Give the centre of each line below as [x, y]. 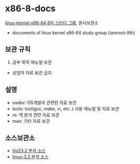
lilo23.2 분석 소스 [29, 151]
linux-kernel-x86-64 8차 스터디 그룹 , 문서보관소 [52, 23]
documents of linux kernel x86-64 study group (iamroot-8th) [74, 33]
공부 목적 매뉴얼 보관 [32, 62]
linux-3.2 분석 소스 [30, 157]
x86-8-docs [30, 9]
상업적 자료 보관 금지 [32, 72]
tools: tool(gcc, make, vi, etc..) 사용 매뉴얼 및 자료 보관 [66, 108]
